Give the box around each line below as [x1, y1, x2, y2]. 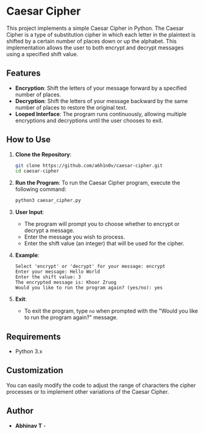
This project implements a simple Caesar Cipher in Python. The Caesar [6, 24, 185, 32]
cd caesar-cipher [15, 168, 60, 175]
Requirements [6, 331, 61, 342]
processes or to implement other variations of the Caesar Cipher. [6, 388, 169, 395]
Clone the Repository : [15, 151, 72, 158]
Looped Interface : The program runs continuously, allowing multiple [15, 110, 187, 117]
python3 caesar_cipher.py [15, 197, 81, 204]
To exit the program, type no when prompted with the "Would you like [24, 307, 199, 315]
